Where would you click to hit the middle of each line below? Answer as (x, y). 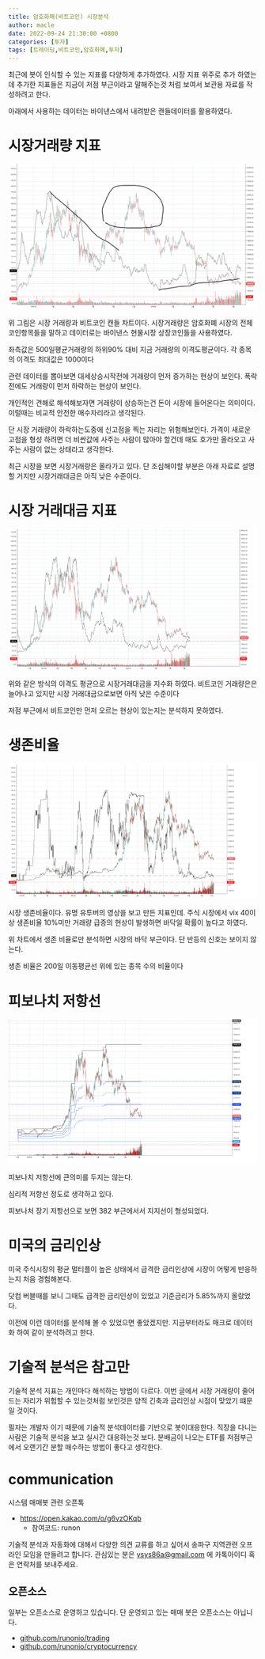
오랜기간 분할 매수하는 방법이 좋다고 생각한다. (93, 1447)
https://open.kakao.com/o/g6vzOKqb (80, 1518)
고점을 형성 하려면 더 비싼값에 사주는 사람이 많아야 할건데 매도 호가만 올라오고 (127, 439)
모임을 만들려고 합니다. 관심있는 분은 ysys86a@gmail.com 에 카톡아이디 (135, 1555)
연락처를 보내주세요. (47, 1564)
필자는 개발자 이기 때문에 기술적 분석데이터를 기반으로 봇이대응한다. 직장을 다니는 (133, 1427)
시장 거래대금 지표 (62, 511)
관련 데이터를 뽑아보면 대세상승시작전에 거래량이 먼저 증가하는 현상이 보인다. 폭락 (133, 376)
